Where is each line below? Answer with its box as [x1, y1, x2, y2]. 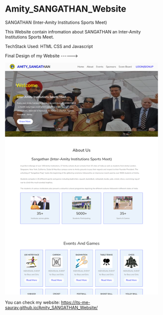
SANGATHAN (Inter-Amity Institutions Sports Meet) [5, 19, 107, 25]
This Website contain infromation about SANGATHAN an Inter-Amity [5, 29, 141, 34]
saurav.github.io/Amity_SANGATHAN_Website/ [5, 304, 98, 310]
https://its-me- [61, 299, 91, 305]
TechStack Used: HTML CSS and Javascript [5, 43, 93, 49]
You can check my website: [5, 299, 60, 305]
